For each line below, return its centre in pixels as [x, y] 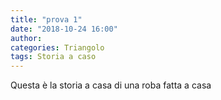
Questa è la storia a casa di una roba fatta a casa [111, 85]
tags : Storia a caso [53, 57]
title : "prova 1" [46, 19]
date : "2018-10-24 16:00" [64, 29]
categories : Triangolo [57, 47]
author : [26, 38]
